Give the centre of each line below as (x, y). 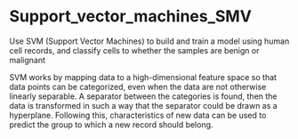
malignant (28, 60)
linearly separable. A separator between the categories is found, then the (143, 96)
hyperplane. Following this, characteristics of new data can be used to (138, 115)
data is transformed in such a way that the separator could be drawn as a (143, 105)
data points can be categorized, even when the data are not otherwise (138, 86)
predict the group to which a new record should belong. (111, 124)
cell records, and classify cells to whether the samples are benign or (134, 50)
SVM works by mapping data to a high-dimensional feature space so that (143, 77)
